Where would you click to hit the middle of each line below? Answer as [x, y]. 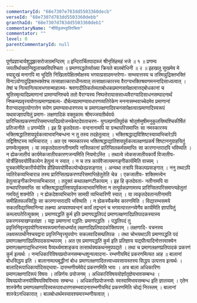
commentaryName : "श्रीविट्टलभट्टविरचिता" [45, 28]
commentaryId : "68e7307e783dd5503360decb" [59, 12]
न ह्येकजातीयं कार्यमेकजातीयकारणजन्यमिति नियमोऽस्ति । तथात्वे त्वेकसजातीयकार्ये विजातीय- [91, 154]
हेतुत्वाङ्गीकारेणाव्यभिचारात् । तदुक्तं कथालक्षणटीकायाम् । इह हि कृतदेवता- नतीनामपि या [87, 181]
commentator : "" [26, 34]
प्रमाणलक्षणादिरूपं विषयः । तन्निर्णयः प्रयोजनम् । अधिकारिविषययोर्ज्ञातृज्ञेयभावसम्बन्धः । [83, 274]
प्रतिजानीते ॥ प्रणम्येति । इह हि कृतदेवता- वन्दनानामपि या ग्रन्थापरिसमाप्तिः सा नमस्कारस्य [87, 128]
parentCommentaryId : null [38, 45]
